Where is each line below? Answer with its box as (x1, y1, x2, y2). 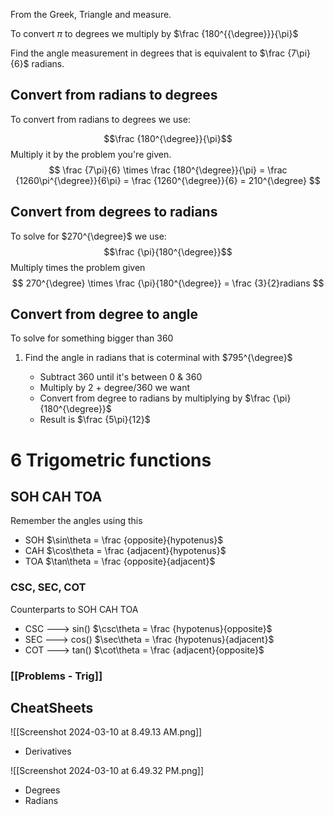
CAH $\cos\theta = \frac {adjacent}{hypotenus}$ (24, 545, 227, 557)
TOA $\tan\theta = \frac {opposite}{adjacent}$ (24, 555, 216, 568)
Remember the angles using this (10, 515, 143, 527)
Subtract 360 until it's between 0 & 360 (39, 371, 203, 383)
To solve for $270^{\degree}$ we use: (10, 230, 167, 242)
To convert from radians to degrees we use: (10, 113, 191, 125)
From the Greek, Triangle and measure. (10, 9, 172, 20)
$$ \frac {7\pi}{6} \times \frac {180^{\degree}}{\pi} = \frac (48, 164, 288, 176)
